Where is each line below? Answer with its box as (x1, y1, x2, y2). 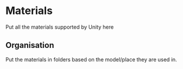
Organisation (5, 40, 54, 50)
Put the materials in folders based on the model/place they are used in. (5, 56, 177, 63)
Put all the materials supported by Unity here (5, 23, 114, 30)
